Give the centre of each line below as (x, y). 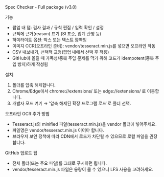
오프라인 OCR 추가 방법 (27, 114)
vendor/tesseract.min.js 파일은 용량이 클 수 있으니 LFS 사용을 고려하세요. (83, 169)
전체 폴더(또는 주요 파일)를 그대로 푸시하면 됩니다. (59, 163)
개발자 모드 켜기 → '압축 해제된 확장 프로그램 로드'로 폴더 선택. (71, 103)
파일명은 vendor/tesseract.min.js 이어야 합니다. (58, 130)
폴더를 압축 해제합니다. (34, 85)
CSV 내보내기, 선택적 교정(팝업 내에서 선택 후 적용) (60, 52)
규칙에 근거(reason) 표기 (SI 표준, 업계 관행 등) (57, 33)
